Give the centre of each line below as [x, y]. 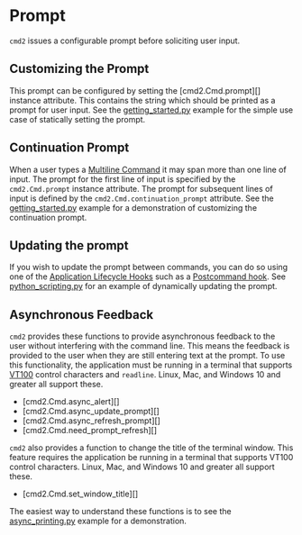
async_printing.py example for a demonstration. [98, 521]
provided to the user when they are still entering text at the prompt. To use [147, 356]
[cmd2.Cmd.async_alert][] [71, 402]
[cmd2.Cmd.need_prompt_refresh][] [90, 431]
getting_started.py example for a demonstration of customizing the [133, 207]
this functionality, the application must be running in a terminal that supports [151, 365]
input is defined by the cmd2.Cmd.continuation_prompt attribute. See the [142, 198]
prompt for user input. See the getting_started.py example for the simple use [151, 110]
